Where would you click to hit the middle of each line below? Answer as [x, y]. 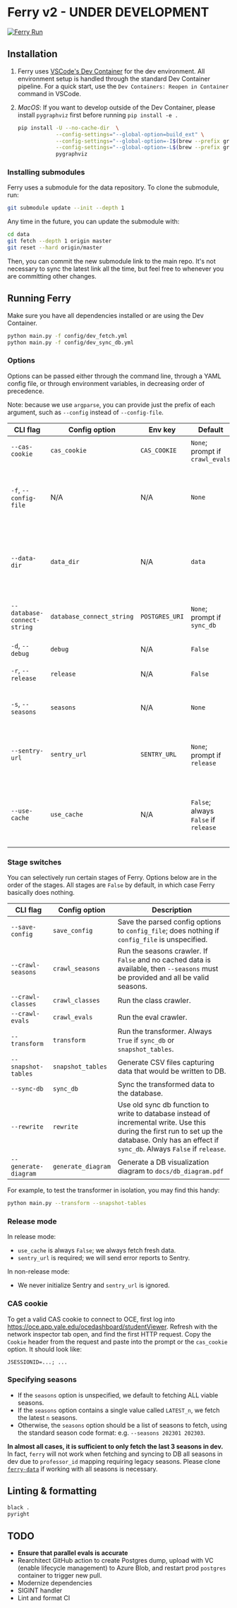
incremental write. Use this [162, 1122]
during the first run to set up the [170, 1132]
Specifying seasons [42, 1380]
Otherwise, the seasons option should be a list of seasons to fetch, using [122, 1425]
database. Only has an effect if [168, 1140]
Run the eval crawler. [152, 1017]
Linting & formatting [52, 1491]
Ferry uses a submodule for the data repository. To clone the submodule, [114, 187]
